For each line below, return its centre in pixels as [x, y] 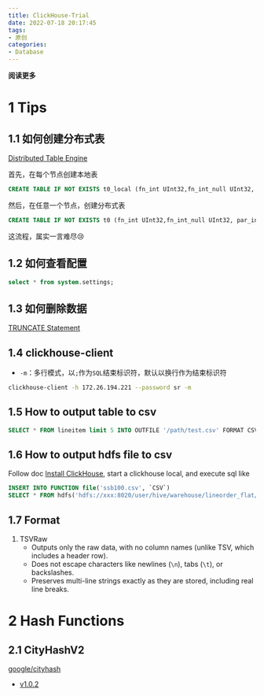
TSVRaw [33, 539]
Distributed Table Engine [48, 158]
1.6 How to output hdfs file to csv [90, 455]
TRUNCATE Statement [44, 328]
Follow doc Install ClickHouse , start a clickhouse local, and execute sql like [129, 474]
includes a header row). [70, 555]
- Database [26, 52]
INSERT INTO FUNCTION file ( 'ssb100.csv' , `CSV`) [89, 488]
